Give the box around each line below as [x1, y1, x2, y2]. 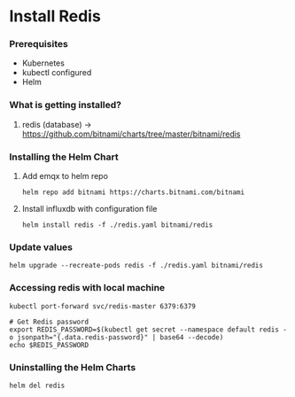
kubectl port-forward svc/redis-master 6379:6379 [9, 301, 197, 311]
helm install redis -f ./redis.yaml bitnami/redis [21, 221, 213, 230]
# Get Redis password [9, 317, 89, 326]
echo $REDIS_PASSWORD [9, 340, 89, 349]
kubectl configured [21, 67, 92, 78]
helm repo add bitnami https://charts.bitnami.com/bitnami [21, 188, 245, 197]
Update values [9, 241, 74, 253]
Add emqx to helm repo [21, 171, 109, 182]
